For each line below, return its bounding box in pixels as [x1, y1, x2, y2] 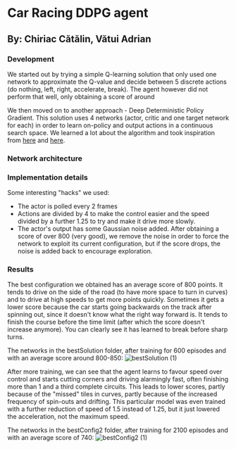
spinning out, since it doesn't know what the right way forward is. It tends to [7, 310, 228, 319]
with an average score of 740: [7, 434, 94, 442]
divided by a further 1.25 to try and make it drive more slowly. [17, 217, 196, 226]
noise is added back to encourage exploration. [17, 247, 153, 255]
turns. [7, 333, 25, 341]
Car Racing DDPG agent [7, 5, 149, 21]
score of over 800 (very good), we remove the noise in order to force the [17, 232, 229, 241]
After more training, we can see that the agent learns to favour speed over [7, 367, 223, 376]
